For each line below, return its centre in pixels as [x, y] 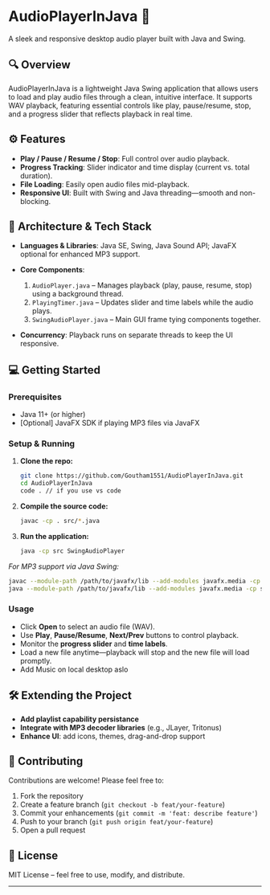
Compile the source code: [64, 506]
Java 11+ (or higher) [53, 415]
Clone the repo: [47, 461]
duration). [36, 175]
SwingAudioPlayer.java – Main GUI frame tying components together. [146, 320]
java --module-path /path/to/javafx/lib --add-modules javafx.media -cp [133, 588]
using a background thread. [78, 294]
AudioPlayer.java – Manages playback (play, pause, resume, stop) [142, 285]
